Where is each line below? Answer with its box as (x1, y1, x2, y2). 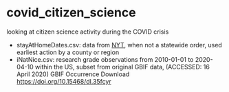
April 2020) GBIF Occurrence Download (16, 70, 130, 78)
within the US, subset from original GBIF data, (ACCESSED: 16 (34, 62, 210, 71)
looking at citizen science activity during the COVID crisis (6, 27, 169, 36)
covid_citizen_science (6, 5, 136, 21)
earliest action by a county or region (16, 48, 120, 56)
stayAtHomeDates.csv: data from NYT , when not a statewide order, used (16, 41, 223, 49)
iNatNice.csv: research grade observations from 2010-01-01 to (16, 55, 194, 63)
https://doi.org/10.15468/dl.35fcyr (16, 77, 111, 85)
